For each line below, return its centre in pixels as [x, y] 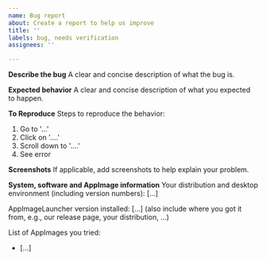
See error [35, 155]
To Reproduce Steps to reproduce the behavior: [87, 114]
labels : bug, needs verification [64, 38]
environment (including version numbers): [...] [83, 193]
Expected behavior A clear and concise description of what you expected [129, 90]
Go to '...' [34, 129]
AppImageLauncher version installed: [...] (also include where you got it [125, 209]
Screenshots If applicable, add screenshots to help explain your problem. [129, 170]
